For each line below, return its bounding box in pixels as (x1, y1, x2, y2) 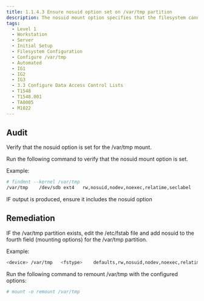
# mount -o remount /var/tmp (6, 288, 80, 295)
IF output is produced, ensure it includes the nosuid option (6, 196, 153, 203)
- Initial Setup (12, 43, 53, 49)
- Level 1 (12, 26, 36, 32)
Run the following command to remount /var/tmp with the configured (6, 270, 178, 277)
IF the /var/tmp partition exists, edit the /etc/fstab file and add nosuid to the (6, 229, 194, 237)
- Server (12, 37, 34, 43)
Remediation (6, 213, 56, 224)
